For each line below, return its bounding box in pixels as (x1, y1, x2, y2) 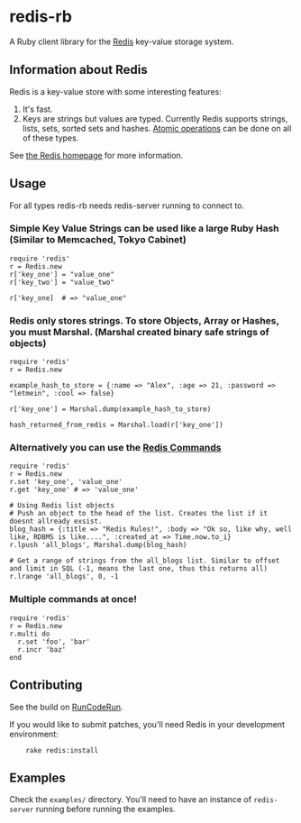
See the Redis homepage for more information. (9, 150, 184, 160)
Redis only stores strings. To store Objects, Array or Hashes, (9, 314, 279, 326)
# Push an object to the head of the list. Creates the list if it (9, 509, 269, 518)
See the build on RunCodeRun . (9, 701, 123, 712)
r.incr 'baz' (17, 645, 67, 654)
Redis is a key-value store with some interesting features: (9, 86, 223, 96)
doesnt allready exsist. (9, 517, 103, 526)
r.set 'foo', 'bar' (17, 637, 91, 646)
